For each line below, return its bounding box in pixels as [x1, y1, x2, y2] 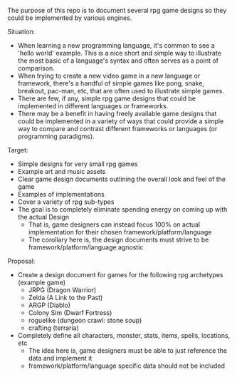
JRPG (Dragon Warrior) [28, 286, 97, 294]
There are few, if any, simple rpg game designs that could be [17, 94, 196, 103]
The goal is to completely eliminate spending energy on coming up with [17, 205, 228, 213]
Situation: [7, 28, 36, 36]
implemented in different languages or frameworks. [17, 102, 169, 110]
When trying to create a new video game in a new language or [17, 71, 201, 80]
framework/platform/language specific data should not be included [28, 361, 226, 370]
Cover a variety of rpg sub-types [17, 197, 115, 206]
